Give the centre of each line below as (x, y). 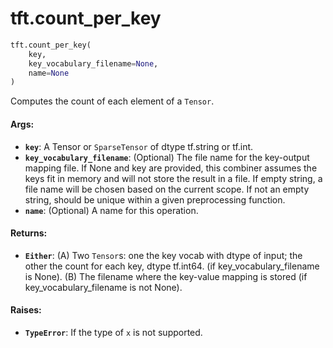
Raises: (26, 310)
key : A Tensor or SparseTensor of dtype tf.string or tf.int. (139, 146)
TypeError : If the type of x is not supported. (113, 332)
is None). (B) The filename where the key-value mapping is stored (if (166, 276)
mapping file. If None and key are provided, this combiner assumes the (171, 168)
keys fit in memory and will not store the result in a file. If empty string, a (173, 178)
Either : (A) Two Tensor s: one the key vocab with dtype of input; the (163, 255)
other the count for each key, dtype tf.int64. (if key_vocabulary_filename (172, 266)
